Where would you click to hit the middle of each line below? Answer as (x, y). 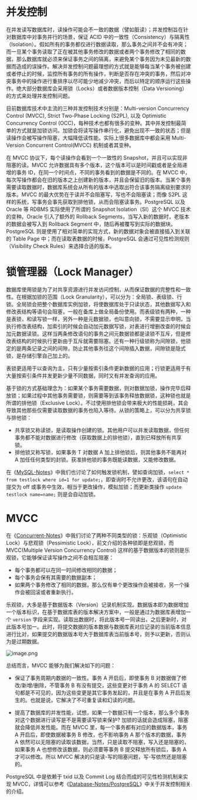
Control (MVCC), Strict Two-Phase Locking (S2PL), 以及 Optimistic (86, 115)
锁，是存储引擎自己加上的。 (40, 356)
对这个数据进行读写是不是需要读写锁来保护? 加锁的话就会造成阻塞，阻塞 (101, 720)
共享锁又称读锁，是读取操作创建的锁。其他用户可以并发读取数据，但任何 (102, 430)
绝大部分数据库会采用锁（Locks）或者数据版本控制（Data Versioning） (102, 88)
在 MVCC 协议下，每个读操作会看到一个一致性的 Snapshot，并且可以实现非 (97, 157)
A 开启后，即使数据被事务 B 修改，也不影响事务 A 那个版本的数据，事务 (100, 735)
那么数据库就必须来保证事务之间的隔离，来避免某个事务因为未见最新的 (101, 59)
